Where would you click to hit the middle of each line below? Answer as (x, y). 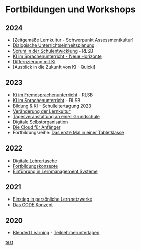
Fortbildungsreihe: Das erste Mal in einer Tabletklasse (68, 132)
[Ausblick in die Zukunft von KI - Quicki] (54, 67)
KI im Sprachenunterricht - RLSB (46, 100)
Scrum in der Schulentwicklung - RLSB (53, 51)
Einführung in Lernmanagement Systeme (55, 171)
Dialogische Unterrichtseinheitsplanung (53, 45)
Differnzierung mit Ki (34, 61)
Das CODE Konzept (32, 205)
